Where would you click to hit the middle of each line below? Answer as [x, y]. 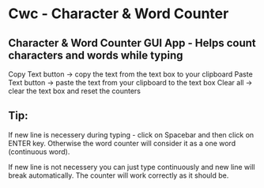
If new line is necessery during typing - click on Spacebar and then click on [131, 134]
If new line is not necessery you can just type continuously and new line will [132, 167]
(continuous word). [39, 152]
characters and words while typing [96, 55]
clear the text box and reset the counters [74, 91]
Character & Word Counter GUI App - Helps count [132, 43]
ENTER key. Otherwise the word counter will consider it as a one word [122, 143]
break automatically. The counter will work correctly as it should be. [119, 175]
